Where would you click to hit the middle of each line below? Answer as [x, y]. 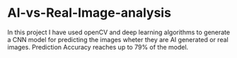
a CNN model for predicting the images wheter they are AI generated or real [118, 39]
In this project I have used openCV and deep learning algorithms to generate [119, 32]
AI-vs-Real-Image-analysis [89, 13]
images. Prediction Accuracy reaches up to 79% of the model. [98, 47]
